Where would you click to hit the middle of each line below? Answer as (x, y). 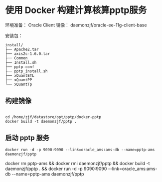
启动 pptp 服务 (27, 138)
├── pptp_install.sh (27, 71)
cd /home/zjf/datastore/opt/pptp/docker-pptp (53, 117)
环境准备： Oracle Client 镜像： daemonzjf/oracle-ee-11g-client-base (76, 25)
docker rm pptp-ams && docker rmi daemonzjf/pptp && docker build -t (78, 163)
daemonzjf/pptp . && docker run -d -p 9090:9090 (56, 169)
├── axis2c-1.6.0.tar (28, 54)
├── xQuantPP (19, 80)
